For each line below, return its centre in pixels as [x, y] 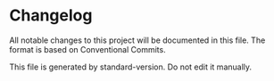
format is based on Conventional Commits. [88, 49]
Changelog [51, 16]
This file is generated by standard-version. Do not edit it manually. [131, 67]
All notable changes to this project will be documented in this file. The [137, 40]
